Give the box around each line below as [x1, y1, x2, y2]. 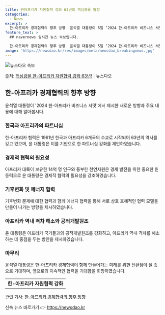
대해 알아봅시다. [14, 109, 45, 115]
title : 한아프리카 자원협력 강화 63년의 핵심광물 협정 [5, 7, 100, 12]
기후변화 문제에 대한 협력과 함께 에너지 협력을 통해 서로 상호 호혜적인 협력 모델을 [5, 198, 159, 204]
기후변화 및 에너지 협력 [5, 186, 55, 193]
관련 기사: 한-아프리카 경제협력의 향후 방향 [5, 294, 86, 300]
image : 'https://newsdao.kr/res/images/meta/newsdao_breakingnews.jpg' [5, 48, 155, 53]
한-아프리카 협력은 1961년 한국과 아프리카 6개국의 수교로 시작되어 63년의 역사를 [5, 134, 158, 140]
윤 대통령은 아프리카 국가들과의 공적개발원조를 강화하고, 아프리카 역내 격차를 [5, 230, 151, 236]
